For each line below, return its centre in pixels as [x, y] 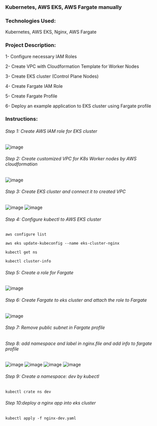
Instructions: [22, 119]
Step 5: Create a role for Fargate [40, 272]
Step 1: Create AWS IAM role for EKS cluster [51, 131]
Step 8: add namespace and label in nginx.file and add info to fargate [79, 343]
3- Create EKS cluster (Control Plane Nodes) [52, 76]
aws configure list [26, 234]
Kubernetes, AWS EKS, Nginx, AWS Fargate [51, 32]
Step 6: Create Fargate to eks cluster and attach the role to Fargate [76, 300]
